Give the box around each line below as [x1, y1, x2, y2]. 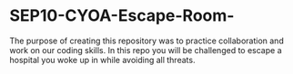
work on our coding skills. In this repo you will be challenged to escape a [9, 44, 282, 55]
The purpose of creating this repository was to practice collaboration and [9, 35, 284, 46]
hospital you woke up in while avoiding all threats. [9, 54, 196, 65]
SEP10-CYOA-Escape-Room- [9, 5, 235, 26]
